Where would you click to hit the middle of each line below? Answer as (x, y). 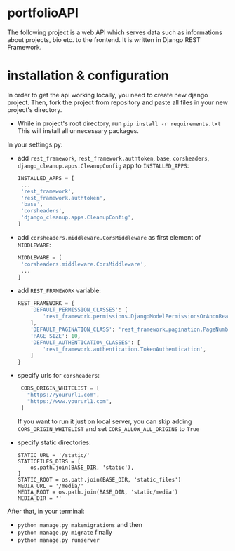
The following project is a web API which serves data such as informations (115, 32)
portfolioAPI (43, 13)
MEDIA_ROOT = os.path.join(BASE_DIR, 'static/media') (98, 492)
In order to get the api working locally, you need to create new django (108, 95)
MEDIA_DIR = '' (40, 498)
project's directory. (35, 109)
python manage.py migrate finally (65, 532)
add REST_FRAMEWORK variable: (59, 291)
